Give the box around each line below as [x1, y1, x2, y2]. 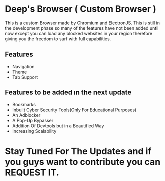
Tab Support [12, 74, 38, 80]
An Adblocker [12, 112, 41, 118]
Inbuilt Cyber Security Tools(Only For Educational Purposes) [12, 107, 137, 113]
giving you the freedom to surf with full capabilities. [5, 36, 111, 42]
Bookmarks [12, 101, 36, 107]
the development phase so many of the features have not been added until [5, 25, 159, 31]
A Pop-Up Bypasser [12, 117, 54, 123]
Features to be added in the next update [5, 89, 132, 97]
